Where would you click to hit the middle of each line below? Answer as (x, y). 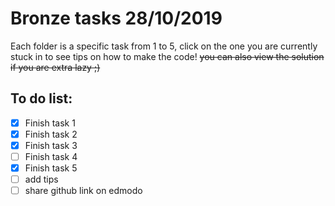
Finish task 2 (51, 134)
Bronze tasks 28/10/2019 (116, 18)
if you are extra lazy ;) (55, 67)
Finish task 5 (51, 168)
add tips (41, 179)
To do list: (41, 98)
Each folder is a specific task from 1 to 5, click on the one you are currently (164, 46)
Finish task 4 (51, 156)
